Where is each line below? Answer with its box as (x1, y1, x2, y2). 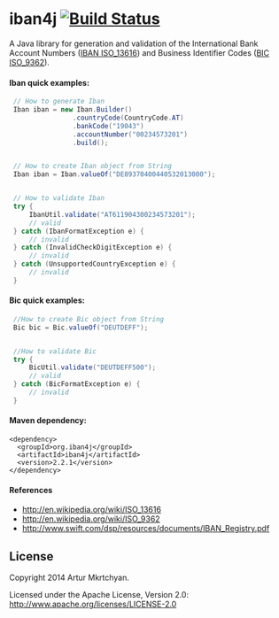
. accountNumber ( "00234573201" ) (72, 129, 189, 139)
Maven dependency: (9, 415, 87, 426)
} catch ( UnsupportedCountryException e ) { (12, 259, 176, 269)
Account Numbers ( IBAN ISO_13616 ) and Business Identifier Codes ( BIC (9, 47, 270, 58)
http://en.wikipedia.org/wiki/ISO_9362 (21, 514, 161, 524)
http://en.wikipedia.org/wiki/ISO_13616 (21, 505, 162, 515)
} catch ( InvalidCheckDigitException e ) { (12, 243, 173, 252)
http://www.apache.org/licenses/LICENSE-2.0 (9, 599, 177, 610)
